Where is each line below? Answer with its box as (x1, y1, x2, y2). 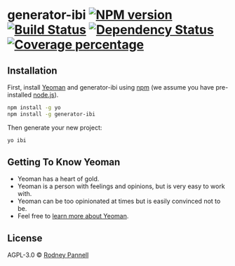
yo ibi (7, 136, 27, 143)
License (7, 232, 43, 244)
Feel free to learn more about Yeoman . (17, 212, 129, 220)
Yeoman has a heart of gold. (17, 175, 100, 183)
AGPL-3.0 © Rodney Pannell (7, 251, 89, 259)
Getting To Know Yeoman (7, 156, 121, 168)
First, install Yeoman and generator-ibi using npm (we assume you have (7, 83, 215, 91)
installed (7, 91, 32, 99)
